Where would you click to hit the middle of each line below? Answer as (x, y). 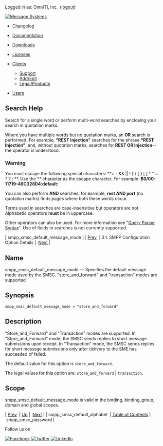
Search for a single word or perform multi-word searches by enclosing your (81, 120)
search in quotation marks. (32, 125)
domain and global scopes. (32, 405)
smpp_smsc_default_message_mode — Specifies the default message (76, 269)
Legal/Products (35, 83)
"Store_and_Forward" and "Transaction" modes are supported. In (71, 333)
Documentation (27, 35)
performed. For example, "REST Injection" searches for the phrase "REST (80, 140)
